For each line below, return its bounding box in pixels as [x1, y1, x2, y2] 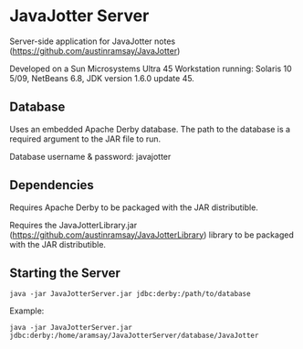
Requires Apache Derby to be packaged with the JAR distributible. [9, 202, 258, 213]
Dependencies [9, 177, 94, 193]
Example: [9, 305, 45, 316]
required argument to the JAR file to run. [9, 133, 162, 144]
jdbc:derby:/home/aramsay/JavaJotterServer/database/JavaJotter [9, 331, 259, 341]
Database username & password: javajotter [9, 151, 172, 162]
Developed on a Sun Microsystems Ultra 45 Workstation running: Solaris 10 [9, 63, 292, 74]
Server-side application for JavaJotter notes [9, 36, 176, 47]
